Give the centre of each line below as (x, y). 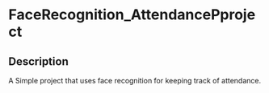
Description (38, 61)
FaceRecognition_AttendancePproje (132, 15)
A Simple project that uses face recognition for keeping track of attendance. (134, 81)
